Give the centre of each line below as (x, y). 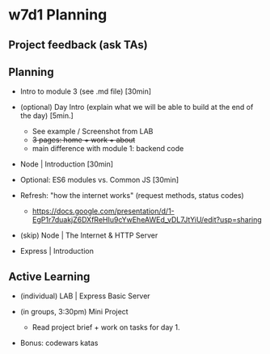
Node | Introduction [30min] (67, 164)
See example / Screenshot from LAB (93, 132)
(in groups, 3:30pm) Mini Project (74, 312)
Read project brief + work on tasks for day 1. (106, 327)
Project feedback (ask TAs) (78, 45)
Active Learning (49, 276)
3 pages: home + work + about (84, 140)
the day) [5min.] (47, 116)
